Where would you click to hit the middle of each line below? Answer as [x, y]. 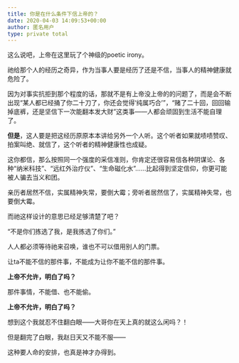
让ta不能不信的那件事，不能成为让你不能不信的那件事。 [88, 262]
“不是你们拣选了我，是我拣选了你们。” [62, 232]
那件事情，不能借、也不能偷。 [51, 292]
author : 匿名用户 [31, 27]
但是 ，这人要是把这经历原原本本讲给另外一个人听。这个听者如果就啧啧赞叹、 [119, 136]
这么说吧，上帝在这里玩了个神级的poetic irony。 [78, 55]
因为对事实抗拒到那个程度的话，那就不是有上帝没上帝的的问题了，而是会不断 [119, 94]
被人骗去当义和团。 [36, 178]
